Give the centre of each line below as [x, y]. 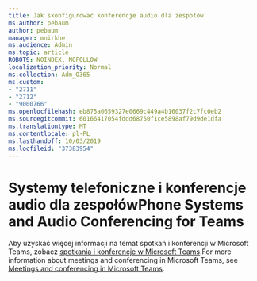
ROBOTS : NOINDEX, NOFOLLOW [53, 60]
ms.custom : [26, 82]
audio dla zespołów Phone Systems [126, 204]
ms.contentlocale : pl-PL [49, 133]
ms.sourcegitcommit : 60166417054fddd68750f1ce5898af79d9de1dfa [115, 119]
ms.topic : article [38, 52]
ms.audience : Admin [40, 45]
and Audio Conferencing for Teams [126, 221]
